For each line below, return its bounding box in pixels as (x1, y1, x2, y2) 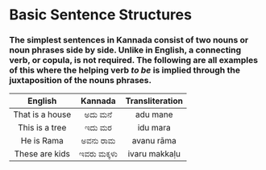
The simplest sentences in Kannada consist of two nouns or (9, 35, 249, 46)
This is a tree (18, 122, 67, 134)
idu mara (137, 122, 172, 134)
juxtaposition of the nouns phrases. (9, 75, 152, 86)
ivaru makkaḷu (127, 148, 181, 160)
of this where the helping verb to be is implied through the (9, 64, 241, 76)
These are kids (14, 148, 71, 160)
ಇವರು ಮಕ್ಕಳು (78, 148, 118, 160)
